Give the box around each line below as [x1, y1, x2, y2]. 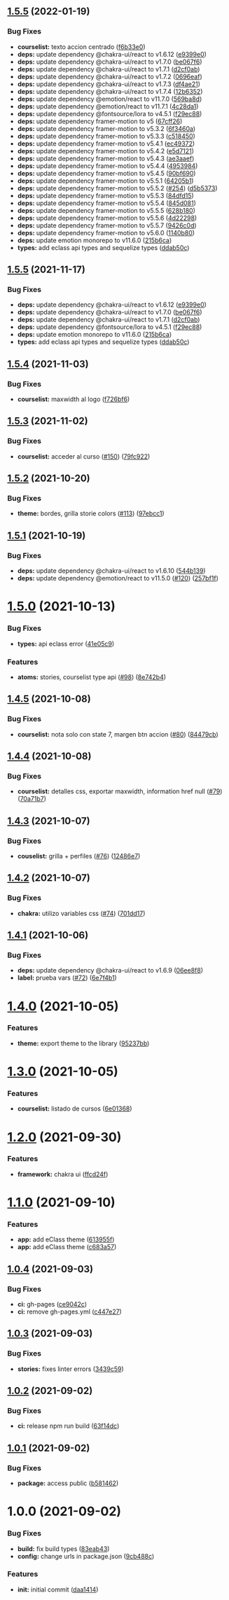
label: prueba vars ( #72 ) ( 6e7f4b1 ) [17, 973, 117, 982]
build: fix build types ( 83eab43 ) [17, 1544, 110, 1553]
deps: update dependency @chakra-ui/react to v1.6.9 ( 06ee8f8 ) [17, 966, 204, 975]
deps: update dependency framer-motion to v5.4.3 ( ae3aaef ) [17, 154, 195, 162]
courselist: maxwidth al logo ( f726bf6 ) [17, 395, 130, 403]
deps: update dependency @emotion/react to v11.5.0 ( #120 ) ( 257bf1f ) [17, 574, 219, 583]
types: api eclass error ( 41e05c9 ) [17, 639, 115, 648]
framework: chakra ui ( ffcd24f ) [17, 1169, 109, 1178]
